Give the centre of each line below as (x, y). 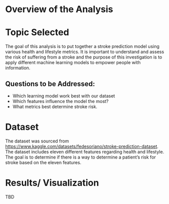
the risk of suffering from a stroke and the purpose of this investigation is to (84, 57)
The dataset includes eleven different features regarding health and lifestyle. (85, 151)
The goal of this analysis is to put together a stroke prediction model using (82, 46)
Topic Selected (37, 33)
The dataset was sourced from (37, 141)
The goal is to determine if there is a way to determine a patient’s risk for (81, 157)
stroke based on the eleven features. (43, 162)
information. (18, 68)
